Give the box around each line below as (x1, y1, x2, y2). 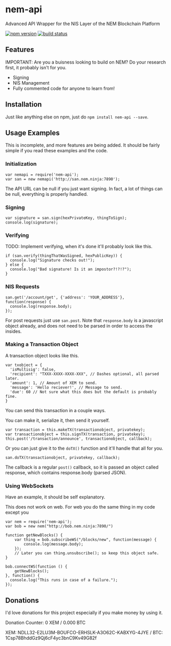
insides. (5, 328, 22, 334)
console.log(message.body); (24, 542, 83, 547)
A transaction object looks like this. (5, 352, 79, 358)
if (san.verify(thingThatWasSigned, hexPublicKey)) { (5, 253, 123, 258)
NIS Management (12, 79, 50, 86)
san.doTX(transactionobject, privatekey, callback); (5, 455, 120, 460)
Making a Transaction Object (5, 341, 79, 348)
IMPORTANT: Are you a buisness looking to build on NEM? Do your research (5, 59, 166, 65)
